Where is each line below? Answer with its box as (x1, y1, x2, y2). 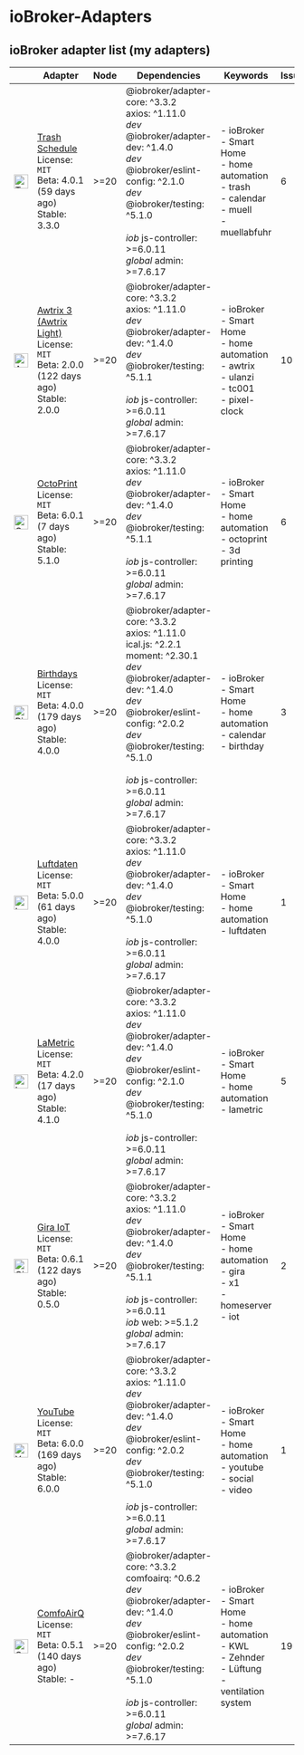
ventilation (220, 1685, 265, 1697)
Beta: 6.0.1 (37, 509, 84, 522)
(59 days (37, 186, 76, 197)
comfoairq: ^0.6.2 (125, 1572, 201, 1584)
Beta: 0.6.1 (37, 1252, 84, 1265)
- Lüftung (220, 1663, 262, 1674)
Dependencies (137, 70, 201, 82)
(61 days (37, 901, 76, 913)
